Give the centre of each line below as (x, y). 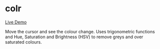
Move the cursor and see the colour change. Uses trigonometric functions (80, 31)
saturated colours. (24, 42)
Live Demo (16, 22)
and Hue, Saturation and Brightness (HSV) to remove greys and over (74, 37)
